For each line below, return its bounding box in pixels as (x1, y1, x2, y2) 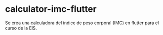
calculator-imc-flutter (5, 3, 97, 15)
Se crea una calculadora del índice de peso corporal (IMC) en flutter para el (5, 20, 159, 26)
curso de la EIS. (5, 25, 37, 31)
